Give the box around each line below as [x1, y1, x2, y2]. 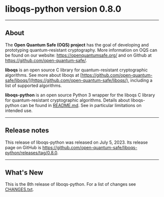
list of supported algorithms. [5, 82, 62, 88]
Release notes [5, 126, 49, 135]
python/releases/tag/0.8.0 [5, 150, 58, 155]
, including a [127, 77, 153, 83]
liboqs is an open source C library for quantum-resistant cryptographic [5, 67, 148, 73]
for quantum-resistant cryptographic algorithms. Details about [5, 97, 130, 103]
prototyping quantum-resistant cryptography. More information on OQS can [5, 47, 158, 53]
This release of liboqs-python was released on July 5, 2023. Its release [5, 139, 148, 145]
